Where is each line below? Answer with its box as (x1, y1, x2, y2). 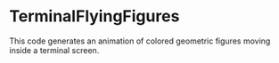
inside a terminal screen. (9, 44, 100, 55)
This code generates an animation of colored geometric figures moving (9, 35, 271, 46)
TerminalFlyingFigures (9, 6, 180, 27)
